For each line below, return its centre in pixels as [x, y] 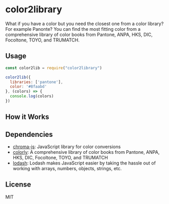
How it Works [27, 117]
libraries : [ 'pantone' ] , [36, 82]
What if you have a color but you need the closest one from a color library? [85, 24]
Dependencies [29, 134]
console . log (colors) [32, 96]
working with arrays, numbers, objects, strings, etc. [67, 169]
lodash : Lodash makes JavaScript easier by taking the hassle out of [84, 163]
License [18, 185]
